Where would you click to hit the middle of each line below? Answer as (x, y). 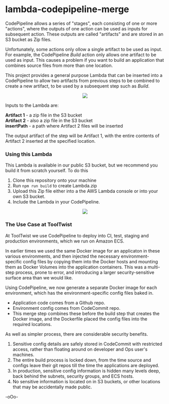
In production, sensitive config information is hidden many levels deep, (86, 371)
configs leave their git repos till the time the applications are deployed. (86, 365)
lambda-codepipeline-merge (67, 9)
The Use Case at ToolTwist (39, 225)
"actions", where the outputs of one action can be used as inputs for (76, 28)
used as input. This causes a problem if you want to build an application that (85, 60)
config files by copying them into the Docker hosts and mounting (91, 261)
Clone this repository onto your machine (54, 180)
